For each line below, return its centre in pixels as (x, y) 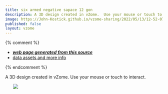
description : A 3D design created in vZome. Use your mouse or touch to (84, 14)
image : (12, 19)
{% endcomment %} (26, 67)
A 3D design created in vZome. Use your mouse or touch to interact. (75, 77)
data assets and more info (39, 57)
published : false (23, 24)
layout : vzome (20, 28)
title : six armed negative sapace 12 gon (49, 10)
